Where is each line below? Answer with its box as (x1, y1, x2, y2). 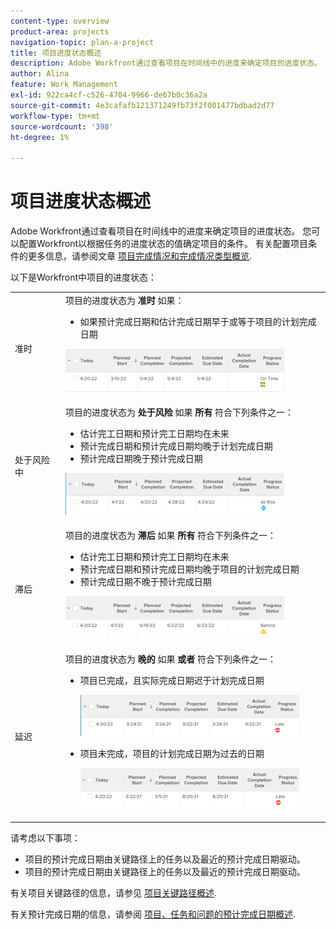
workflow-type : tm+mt (10, 111, 101, 121)
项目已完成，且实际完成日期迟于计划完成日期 (79, 674, 265, 686)
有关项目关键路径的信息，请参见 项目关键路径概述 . (10, 887, 217, 899)
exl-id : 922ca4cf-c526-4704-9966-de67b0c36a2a (10, 90, 208, 100)
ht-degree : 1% (10, 132, 70, 142)
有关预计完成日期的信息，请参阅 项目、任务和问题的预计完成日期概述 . (10, 908, 296, 920)
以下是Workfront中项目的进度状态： (10, 271, 158, 284)
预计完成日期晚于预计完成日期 (79, 453, 203, 465)
